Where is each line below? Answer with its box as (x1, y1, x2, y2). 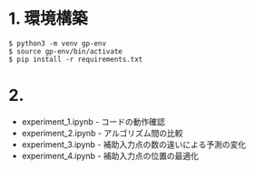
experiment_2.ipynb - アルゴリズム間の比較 (21, 127, 183, 138)
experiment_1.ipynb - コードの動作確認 (21, 115, 165, 127)
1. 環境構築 (8, 8, 88, 29)
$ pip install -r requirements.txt (8, 55, 143, 64)
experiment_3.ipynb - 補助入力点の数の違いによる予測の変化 (21, 138, 247, 150)
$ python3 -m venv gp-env (8, 38, 106, 48)
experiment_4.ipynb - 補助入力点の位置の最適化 (21, 150, 200, 161)
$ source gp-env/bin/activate (8, 46, 123, 55)
